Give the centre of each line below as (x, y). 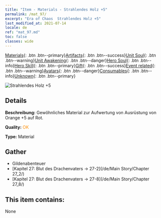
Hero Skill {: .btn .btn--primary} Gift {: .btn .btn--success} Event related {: (85, 65)
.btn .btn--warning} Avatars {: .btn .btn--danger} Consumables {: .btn (72, 71)
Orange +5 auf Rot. (24, 118)
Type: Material (20, 137)
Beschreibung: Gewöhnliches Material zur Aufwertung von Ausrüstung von (81, 112)
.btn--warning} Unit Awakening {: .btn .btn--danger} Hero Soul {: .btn (72, 60)
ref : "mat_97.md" (23, 32)
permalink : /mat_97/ (26, 14)
